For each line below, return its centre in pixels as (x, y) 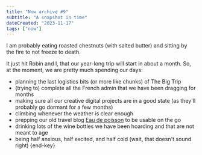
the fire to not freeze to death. (43, 52)
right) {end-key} (35, 145)
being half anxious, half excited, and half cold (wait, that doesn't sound (103, 139)
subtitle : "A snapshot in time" (47, 17)
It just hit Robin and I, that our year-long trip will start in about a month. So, (99, 64)
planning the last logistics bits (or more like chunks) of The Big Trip (98, 82)
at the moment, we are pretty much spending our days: (74, 70)
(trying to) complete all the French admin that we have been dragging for (105, 88)
